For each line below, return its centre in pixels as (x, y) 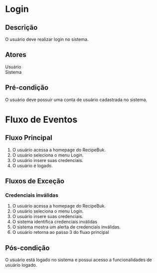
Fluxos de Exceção (35, 181)
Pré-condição (27, 88)
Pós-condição (27, 248)
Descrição (21, 27)
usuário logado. (21, 265)
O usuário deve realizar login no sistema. (47, 39)
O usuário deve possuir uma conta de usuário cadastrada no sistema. (76, 100)
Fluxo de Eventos (41, 119)
